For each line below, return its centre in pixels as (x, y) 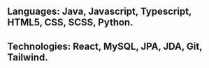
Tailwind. (28, 57)
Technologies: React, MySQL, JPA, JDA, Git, (105, 46)
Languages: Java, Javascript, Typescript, (100, 12)
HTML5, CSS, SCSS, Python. (70, 23)
